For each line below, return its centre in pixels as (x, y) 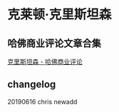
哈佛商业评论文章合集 (54, 43)
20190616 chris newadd (42, 101)
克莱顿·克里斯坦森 (59, 15)
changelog (32, 85)
